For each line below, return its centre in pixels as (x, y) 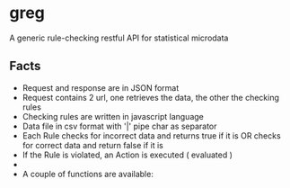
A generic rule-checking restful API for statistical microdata (119, 38)
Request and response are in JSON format (101, 87)
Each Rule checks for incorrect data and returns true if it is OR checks (151, 135)
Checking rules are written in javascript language (113, 116)
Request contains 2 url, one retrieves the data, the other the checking (151, 97)
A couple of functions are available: (88, 174)
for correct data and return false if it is (92, 145)
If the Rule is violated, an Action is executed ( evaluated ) (127, 155)
